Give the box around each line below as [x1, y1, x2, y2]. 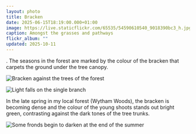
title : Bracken [6, 14, 43, 20]
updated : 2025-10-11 [6, 42, 57, 47]
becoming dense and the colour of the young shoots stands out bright [6, 104, 175, 111]
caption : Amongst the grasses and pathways [6, 30, 114, 36]
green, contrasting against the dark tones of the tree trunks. [6, 109, 150, 117]
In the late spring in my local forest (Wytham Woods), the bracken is [6, 97, 170, 104]
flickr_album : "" [6, 36, 48, 42]
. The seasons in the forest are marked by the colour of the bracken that [6, 57, 179, 64]
